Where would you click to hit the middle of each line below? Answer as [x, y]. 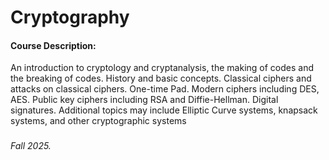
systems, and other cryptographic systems [98, 121]
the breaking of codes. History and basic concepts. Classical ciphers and [161, 78]
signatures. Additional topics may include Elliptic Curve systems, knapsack [164, 110]
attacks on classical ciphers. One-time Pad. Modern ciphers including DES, [165, 89]
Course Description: [53, 45]
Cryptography [70, 17]
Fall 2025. [31, 146]
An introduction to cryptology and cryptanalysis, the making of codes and [162, 68]
